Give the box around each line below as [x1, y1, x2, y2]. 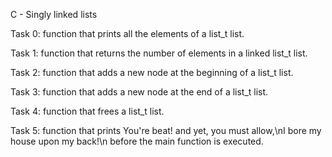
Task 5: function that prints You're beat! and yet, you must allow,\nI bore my [10, 125, 322, 136]
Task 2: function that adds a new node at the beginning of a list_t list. [10, 67, 294, 78]
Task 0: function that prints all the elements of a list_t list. [10, 28, 245, 39]
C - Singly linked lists [10, 9, 98, 20]
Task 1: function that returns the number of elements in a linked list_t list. [10, 47, 308, 59]
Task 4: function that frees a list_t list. [10, 105, 165, 117]
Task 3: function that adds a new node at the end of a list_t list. [10, 86, 269, 98]
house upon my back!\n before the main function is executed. [10, 135, 264, 147]
